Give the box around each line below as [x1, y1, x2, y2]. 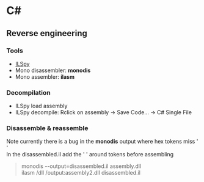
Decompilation [6, 88, 51, 96]
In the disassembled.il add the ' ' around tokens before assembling [6, 151, 174, 158]
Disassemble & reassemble [6, 124, 89, 133]
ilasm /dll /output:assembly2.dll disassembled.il [21, 169, 140, 177]
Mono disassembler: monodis [15, 67, 91, 74]
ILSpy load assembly [15, 102, 68, 110]
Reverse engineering [6, 28, 87, 38]
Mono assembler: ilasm [15, 73, 75, 80]
